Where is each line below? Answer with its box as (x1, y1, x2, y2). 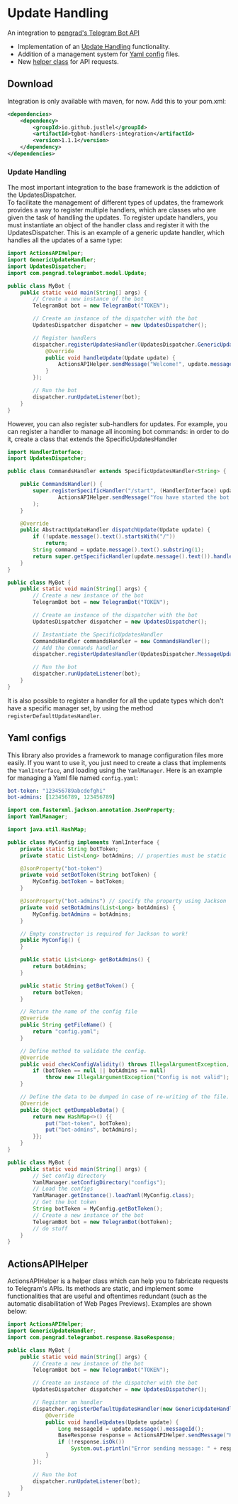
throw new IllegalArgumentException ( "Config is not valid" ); (45, 1074, 230, 1081)
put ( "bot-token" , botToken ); (45, 1120, 132, 1127)
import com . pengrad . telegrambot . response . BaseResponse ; (7, 1333, 176, 1341)
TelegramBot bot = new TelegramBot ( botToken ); (33, 1218, 173, 1226)
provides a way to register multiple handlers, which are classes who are (7, 206, 217, 215)
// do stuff (33, 1225, 69, 1232)
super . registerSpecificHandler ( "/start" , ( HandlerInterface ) (33, 487, 217, 494)
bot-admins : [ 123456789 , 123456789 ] (7, 794, 115, 801)
